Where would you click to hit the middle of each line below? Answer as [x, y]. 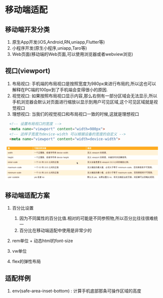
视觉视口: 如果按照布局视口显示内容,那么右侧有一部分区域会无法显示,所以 [85, 96]
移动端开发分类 [27, 29]
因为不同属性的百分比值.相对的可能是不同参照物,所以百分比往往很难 [86, 218]
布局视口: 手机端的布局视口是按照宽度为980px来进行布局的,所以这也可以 [84, 84]
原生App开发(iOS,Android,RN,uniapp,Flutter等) [58, 42]
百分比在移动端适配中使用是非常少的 [56, 230]
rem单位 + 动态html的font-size [42, 241]
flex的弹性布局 [26, 262]
